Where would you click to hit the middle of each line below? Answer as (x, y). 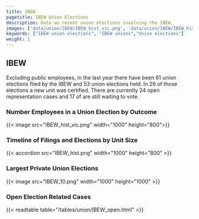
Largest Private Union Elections (52, 169)
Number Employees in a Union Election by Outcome (82, 112)
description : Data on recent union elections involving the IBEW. (90, 23)
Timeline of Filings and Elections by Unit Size (72, 140)
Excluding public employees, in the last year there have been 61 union (91, 77)
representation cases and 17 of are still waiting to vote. (73, 96)
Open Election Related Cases (49, 196)
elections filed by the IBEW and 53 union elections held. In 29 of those (92, 84)
